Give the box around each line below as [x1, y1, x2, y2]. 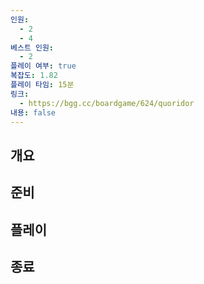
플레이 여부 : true [10, 61, 77, 71]
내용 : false [10, 107, 57, 118]
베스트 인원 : [10, 42, 55, 53]
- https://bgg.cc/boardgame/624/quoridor [19, 98, 195, 108]
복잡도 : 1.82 [10, 71, 58, 81]
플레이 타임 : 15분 [10, 80, 75, 90]
